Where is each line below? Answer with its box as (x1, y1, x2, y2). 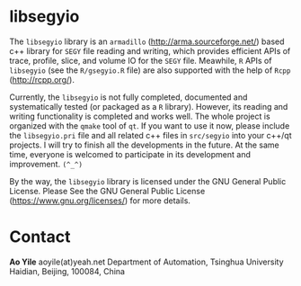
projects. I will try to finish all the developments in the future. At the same (9, 139, 280, 150)
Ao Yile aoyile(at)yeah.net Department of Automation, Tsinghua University (9, 256, 285, 267)
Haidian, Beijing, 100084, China (9, 265, 126, 276)
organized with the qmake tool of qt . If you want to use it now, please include (9, 120, 290, 131)
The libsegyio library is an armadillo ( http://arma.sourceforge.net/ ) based (9, 36, 285, 47)
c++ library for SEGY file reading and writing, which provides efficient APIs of (9, 45, 291, 56)
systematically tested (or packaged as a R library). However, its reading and (9, 101, 288, 112)
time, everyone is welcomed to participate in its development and (9, 148, 252, 159)
